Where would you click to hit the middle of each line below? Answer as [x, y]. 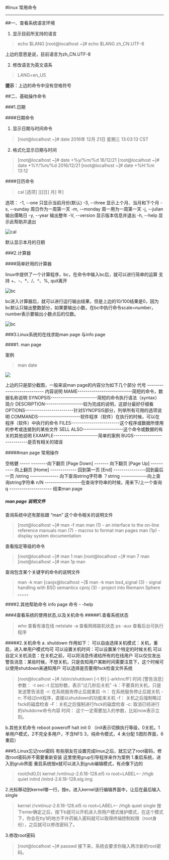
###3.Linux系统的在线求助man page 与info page [55, 334]
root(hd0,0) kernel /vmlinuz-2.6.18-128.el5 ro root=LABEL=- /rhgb [86, 774]
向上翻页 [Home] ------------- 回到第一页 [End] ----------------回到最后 [89, 470]
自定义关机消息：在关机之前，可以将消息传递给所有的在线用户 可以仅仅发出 [83, 655]
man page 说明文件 [25, 501]
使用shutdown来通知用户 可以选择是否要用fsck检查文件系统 [71, 668]
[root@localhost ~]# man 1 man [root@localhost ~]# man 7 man [83, 556]
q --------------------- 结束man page [44, 489]
